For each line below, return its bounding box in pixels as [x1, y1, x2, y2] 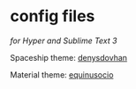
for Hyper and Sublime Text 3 [10, 35, 117, 46]
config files [10, 6, 95, 26]
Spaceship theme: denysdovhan [10, 52, 127, 63]
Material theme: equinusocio [10, 69, 114, 80]
